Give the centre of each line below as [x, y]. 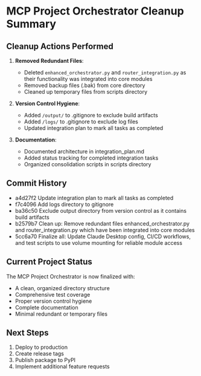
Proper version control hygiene [53, 301]
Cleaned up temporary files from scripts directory [86, 92]
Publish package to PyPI [45, 360]
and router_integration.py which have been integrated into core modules [105, 230]
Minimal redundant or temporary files [61, 314]
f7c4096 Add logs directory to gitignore [64, 204]
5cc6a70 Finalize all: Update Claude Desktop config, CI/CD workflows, [103, 236]
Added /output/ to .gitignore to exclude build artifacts [91, 115]
